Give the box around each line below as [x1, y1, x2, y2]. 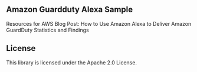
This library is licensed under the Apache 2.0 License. [6, 59, 137, 66]
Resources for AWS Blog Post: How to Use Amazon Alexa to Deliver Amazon [6, 20, 192, 27]
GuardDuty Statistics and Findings [6, 26, 90, 33]
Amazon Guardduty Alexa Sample [6, 5, 133, 15]
